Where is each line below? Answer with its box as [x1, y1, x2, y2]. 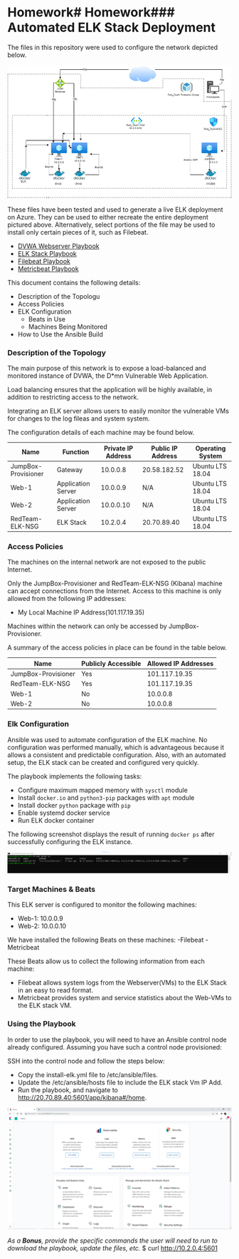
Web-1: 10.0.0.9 [17, 914, 63, 923]
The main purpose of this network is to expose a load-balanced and [7, 364, 206, 373]
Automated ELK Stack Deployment [7, 19, 216, 36]
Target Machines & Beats [7, 884, 96, 894]
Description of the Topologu [17, 292, 100, 300]
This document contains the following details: [7, 278, 141, 287]
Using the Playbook [7, 1019, 76, 1029]
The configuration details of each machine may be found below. [7, 428, 194, 437]
